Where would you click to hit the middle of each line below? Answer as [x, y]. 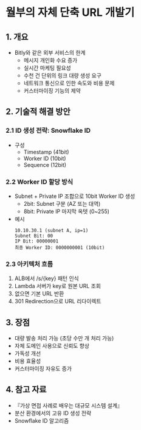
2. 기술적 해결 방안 [38, 112]
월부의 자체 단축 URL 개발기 [70, 12]
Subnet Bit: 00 [34, 236]
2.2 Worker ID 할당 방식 [40, 182]
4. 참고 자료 [26, 389]
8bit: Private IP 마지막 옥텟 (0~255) [67, 211]
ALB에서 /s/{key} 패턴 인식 [47, 278]
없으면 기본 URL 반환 [39, 294]
